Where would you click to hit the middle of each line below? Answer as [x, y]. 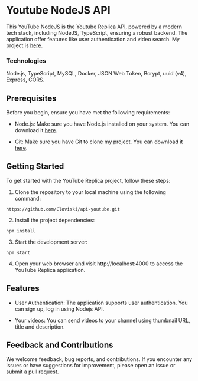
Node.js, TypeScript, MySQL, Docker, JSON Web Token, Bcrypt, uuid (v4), [96, 74]
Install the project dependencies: [55, 220]
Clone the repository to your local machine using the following [90, 192]
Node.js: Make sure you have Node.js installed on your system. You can [102, 124]
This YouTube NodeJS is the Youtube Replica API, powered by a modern [94, 27]
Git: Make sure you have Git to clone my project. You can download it [99, 142]
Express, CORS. [25, 80]
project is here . [25, 45]
